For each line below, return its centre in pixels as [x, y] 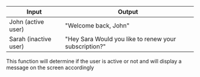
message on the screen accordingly [50, 67]
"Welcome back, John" [97, 25]
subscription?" [85, 46]
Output [128, 12]
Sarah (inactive [30, 39]
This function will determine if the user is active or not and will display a [94, 61]
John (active [27, 22]
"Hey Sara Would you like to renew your [121, 39]
